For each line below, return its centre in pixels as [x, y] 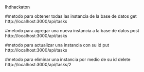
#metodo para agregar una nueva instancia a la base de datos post [72, 30]
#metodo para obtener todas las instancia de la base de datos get [71, 16]
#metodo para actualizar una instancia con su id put [57, 45]
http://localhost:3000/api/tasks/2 [38, 65]
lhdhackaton [18, 7]
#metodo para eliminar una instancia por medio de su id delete [68, 59]
